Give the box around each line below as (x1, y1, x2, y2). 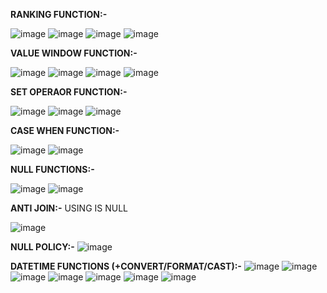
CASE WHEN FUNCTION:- (10, 125, 120, 136)
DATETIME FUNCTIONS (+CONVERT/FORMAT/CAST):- (10, 260, 242, 272)
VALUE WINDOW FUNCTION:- (10, 47, 138, 59)
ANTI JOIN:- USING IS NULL (10, 202, 129, 214)
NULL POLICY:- (10, 241, 75, 253)
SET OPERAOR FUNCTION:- (10, 86, 128, 98)
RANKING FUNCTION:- (10, 9, 108, 20)
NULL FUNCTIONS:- (10, 164, 95, 175)
